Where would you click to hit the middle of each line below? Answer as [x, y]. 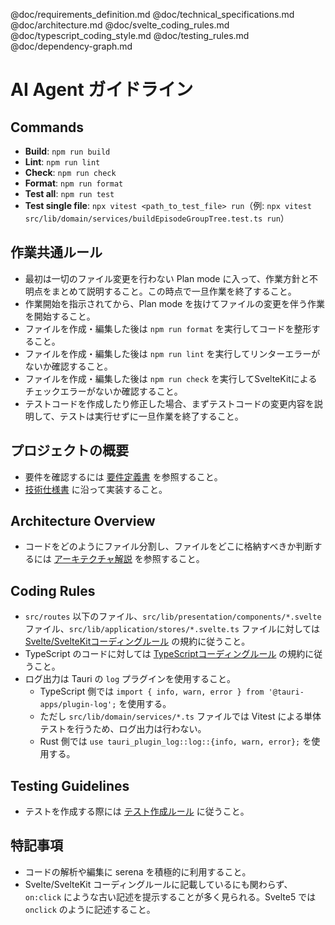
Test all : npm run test [69, 193]
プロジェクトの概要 [69, 450]
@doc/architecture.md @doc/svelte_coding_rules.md [120, 25]
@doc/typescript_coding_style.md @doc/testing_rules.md [130, 35]
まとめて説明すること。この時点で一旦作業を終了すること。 [174, 291]
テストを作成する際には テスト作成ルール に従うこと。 [137, 811]
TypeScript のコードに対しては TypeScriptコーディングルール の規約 [165, 654]
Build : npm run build [67, 151]
